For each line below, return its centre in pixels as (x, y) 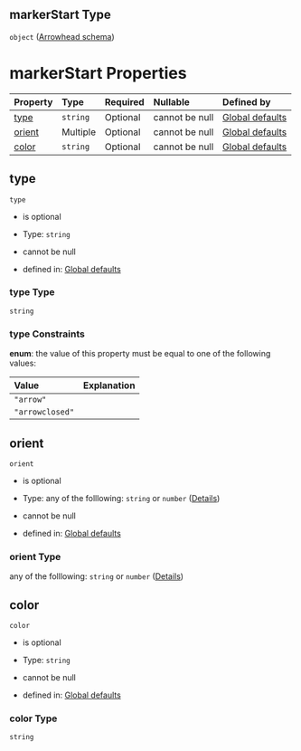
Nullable (171, 101)
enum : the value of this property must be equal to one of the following (140, 354)
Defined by (247, 101)
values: (23, 363)
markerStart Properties (98, 73)
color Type (33, 718)
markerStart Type (60, 15)
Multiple (79, 132)
